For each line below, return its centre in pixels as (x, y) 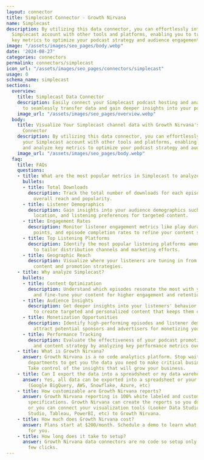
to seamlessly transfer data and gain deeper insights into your (107, 108)
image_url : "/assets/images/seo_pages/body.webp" (81, 153)
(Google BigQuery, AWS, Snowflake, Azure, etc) (89, 385)
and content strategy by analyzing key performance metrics (111, 346)
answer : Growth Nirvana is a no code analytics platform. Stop (104, 357)
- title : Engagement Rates (56, 221)
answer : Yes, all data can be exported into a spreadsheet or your (110, 380)
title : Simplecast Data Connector (61, 97)
